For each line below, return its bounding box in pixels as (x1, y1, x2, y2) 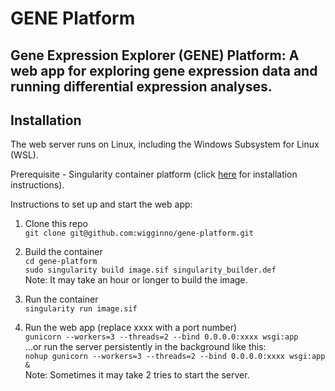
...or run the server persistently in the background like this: (24, 341, 267, 353)
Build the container (24, 246, 103, 258)
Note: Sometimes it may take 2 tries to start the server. (24, 369, 250, 381)
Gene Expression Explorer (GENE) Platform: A (10, 47, 300, 64)
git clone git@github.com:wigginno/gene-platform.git (24, 228, 254, 239)
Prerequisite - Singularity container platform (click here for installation (10, 168, 298, 181)
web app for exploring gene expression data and (10, 62, 318, 79)
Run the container (24, 293, 99, 306)
